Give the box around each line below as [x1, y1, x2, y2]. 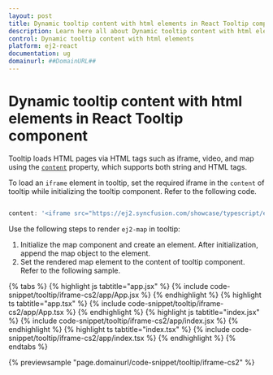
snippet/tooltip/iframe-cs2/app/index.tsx [8, 333, 145, 343]
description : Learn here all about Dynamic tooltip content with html [8, 27, 253, 35]
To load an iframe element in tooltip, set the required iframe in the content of [8, 178, 265, 187]
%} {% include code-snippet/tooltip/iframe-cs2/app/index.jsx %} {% [8, 316, 239, 325]
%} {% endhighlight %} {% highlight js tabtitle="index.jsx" [65, 307, 260, 317]
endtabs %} [8, 342, 49, 351]
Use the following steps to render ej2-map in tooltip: [8, 224, 180, 234]
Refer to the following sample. [19, 265, 121, 275]
